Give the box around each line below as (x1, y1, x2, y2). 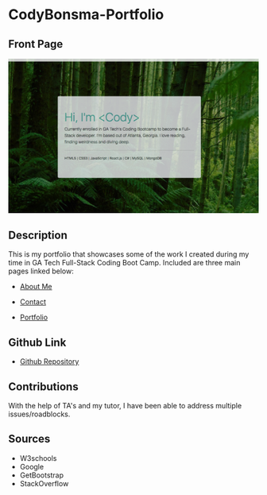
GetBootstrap (19, 470, 64, 480)
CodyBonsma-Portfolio (8, 6, 164, 24)
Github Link (8, 335, 67, 349)
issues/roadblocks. (8, 409, 71, 419)
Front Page (8, 37, 64, 51)
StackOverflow (19, 478, 69, 488)
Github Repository (19, 357, 79, 366)
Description (8, 228, 68, 242)
